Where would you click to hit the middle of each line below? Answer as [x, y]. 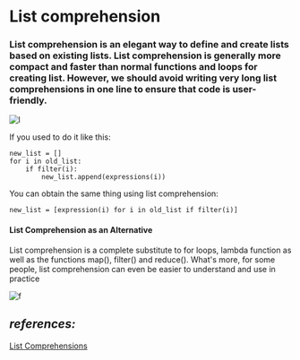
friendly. [28, 100]
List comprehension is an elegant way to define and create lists [149, 45]
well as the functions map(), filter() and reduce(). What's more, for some [142, 259]
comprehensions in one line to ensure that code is [120, 90]
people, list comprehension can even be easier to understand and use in [142, 269]
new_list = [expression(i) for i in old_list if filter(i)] [124, 210]
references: [43, 324]
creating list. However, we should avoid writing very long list [143, 78]
